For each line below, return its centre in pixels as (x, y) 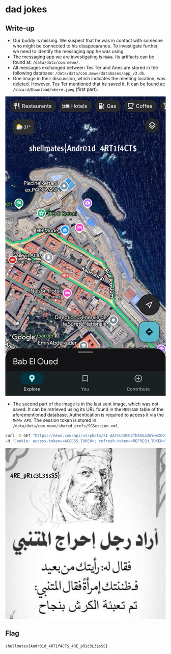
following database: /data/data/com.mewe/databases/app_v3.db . (79, 73)
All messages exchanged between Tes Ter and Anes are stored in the (85, 68)
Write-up (20, 28)
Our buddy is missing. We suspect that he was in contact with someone (88, 40)
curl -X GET (18, 436)
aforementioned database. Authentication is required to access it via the (88, 415)
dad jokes (26, 9)
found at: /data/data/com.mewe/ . (46, 62)
